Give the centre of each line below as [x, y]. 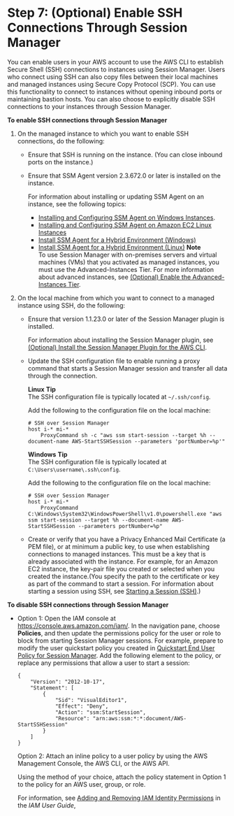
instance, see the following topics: [77, 203]
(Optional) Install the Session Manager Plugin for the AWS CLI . [117, 347]
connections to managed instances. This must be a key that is [117, 554]
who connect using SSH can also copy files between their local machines [113, 77]
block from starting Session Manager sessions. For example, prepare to [120, 640]
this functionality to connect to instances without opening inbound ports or [115, 92]
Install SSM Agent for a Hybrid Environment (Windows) [117, 240]
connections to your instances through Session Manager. [89, 106]
